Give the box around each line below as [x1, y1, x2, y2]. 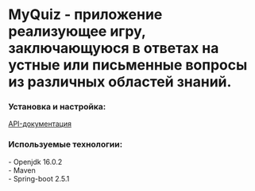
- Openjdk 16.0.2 [8, 157, 63, 166]
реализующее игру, [8, 22, 146, 40]
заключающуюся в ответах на [8, 40, 219, 57]
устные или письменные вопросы [8, 56, 248, 74]
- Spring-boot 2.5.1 [8, 174, 70, 183]
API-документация [8, 119, 71, 128]
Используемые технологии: [8, 139, 123, 150]
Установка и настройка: [8, 101, 106, 113]
